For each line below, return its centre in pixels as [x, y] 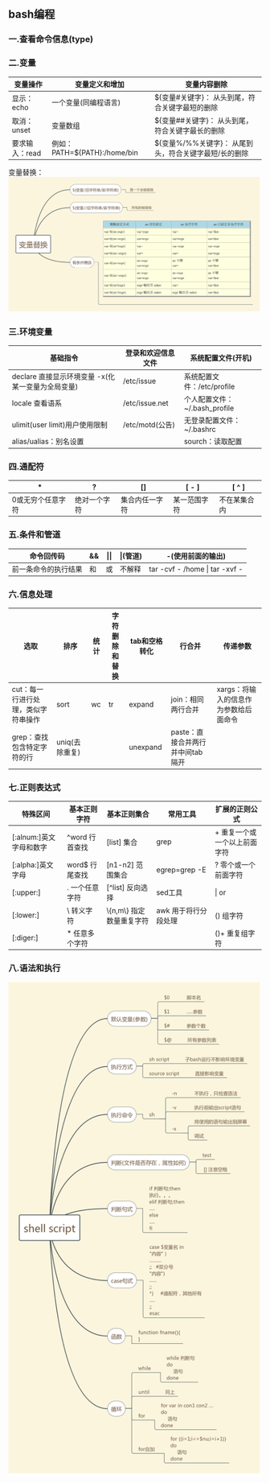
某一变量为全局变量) [45, 386]
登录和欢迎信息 [150, 353]
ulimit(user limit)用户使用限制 [60, 424]
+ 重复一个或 [235, 832]
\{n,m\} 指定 [126, 910]
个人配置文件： [209, 399]
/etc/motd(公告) [149, 424]
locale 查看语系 [37, 403]
